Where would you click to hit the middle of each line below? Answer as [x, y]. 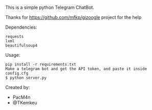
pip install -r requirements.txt [41, 64]
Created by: [18, 87]
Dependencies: [21, 27]
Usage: [13, 55]
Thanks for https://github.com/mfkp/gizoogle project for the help [73, 17]
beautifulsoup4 [21, 46]
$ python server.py [26, 78]
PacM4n [21, 97]
